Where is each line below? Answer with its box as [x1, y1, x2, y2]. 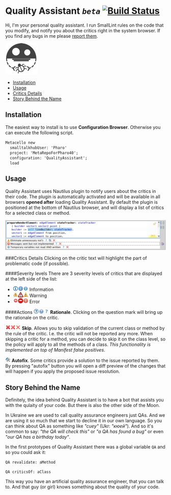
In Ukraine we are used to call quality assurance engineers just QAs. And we [5, 412, 165, 418]
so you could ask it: [5, 449, 46, 455]
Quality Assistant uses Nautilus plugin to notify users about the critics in [5, 188, 156, 194]
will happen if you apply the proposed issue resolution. [5, 369, 121, 375]
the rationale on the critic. [5, 315, 60, 321]
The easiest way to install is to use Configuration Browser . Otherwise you [5, 124, 161, 130]
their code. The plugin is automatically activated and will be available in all [5, 193, 160, 200]
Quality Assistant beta [5, 5, 101, 17]
